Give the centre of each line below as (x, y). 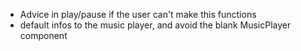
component (43, 35)
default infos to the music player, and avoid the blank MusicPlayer (155, 25)
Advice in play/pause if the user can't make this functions (138, 14)
